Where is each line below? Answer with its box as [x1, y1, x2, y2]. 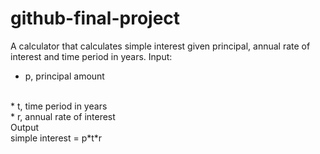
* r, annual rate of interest [10, 110, 116, 122]
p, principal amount [24, 70, 105, 82]
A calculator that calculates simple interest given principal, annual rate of [10, 40, 311, 52]
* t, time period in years [10, 100, 108, 112]
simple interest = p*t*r [10, 132, 103, 144]
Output [10, 121, 39, 133]
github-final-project [10, 7, 181, 30]
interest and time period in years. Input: [10, 50, 173, 62]
